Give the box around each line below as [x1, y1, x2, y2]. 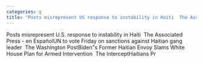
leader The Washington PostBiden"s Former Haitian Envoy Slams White [6, 43, 185, 51]
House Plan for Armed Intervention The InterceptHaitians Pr [6, 50, 156, 57]
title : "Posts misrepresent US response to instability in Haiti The [6, 14, 188, 20]
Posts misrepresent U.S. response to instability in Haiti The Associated [6, 31, 183, 38]
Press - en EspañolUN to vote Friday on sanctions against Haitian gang [6, 37, 182, 44]
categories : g [6, 8, 42, 15]
